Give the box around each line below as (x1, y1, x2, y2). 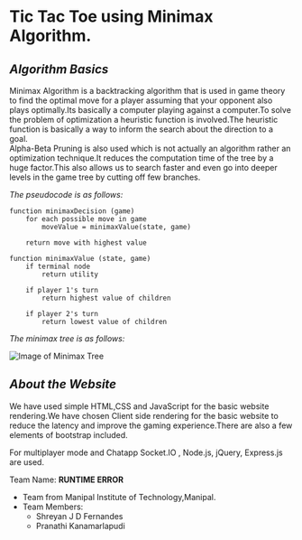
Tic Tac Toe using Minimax (9, 6, 214, 27)
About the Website (9, 377, 117, 392)
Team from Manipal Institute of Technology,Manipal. (22, 491, 216, 502)
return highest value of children (41, 293, 171, 303)
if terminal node (25, 262, 91, 271)
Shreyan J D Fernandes (35, 510, 124, 521)
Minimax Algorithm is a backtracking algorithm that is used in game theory (9, 86, 286, 96)
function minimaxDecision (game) (9, 207, 135, 216)
